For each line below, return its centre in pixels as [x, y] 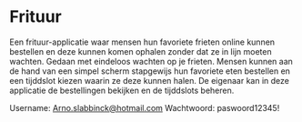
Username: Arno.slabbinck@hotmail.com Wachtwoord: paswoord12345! [145, 107]
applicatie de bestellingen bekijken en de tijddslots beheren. [122, 90]
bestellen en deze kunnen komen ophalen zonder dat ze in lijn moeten [141, 51]
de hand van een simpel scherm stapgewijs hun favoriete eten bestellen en [150, 71]
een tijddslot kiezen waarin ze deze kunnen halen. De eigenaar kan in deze [149, 80]
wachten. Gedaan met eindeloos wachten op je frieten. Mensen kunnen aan [151, 61]
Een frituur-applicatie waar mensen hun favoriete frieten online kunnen [142, 42]
